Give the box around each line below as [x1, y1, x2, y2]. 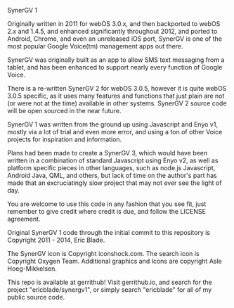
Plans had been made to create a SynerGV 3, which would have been [7, 149, 208, 157]
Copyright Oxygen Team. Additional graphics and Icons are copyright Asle [7, 257, 223, 265]
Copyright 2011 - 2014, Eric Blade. [7, 236, 105, 244]
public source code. [7, 293, 65, 301]
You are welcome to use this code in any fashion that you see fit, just [7, 200, 207, 208]
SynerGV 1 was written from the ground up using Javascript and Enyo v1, [7, 120, 218, 129]
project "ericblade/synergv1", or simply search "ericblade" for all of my [7, 285, 212, 294]
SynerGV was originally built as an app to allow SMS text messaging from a [7, 56, 225, 64]
